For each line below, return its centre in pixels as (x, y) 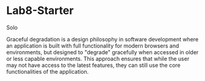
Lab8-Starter (40, 11)
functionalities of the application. (48, 71)
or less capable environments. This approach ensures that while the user (98, 58)
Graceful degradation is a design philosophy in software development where (103, 39)
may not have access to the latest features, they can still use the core (94, 65)
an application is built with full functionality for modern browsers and (93, 46)
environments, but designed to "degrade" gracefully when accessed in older (103, 52)
